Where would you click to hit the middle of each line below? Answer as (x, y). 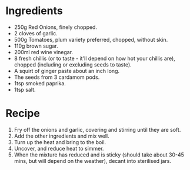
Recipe (23, 114)
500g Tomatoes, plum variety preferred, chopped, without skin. (91, 39)
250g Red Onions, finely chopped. (56, 27)
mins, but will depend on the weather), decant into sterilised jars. (93, 161)
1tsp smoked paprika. (40, 83)
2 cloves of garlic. (36, 33)
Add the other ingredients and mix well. (61, 136)
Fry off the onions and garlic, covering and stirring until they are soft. (97, 129)
